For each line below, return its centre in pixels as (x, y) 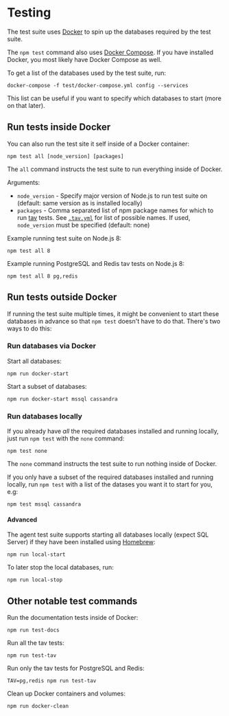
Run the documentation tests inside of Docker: (73, 618)
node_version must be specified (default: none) (83, 225)
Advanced (22, 519)
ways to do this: (29, 328)
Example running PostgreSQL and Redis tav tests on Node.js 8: (96, 263)
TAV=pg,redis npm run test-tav (52, 681)
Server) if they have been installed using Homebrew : (81, 542)
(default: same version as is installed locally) (80, 203)
